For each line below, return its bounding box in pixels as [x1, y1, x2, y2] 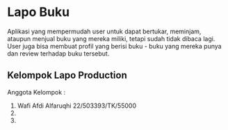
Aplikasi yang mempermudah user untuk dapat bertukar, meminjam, [7, 27, 202, 35]
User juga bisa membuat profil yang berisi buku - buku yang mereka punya [7, 42, 222, 50]
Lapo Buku [7, 4, 70, 20]
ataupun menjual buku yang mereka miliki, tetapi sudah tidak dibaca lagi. [7, 34, 215, 42]
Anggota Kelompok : [7, 88, 66, 96]
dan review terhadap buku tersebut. [7, 49, 110, 58]
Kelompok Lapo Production [7, 70, 127, 81]
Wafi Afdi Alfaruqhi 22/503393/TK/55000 [17, 101, 137, 110]
